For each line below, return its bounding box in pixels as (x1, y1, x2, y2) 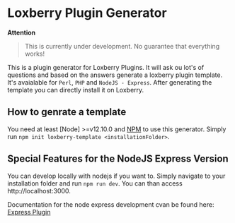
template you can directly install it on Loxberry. (7, 85, 144, 94)
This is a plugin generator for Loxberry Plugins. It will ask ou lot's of (7, 63, 205, 71)
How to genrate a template (7, 106, 127, 118)
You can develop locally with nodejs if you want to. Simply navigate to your (7, 171, 226, 180)
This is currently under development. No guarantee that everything (24, 42, 220, 50)
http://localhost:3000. (7, 186, 71, 195)
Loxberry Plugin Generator (7, 5, 168, 21)
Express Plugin (7, 207, 51, 216)
